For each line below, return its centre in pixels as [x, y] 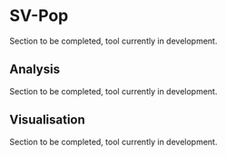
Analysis [35, 69]
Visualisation [48, 120]
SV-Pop [39, 16]
